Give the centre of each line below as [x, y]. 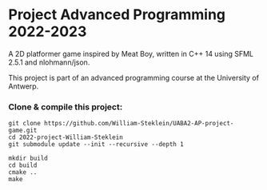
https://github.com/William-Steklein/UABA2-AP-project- [139, 124]
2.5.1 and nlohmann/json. [49, 62]
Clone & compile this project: [66, 107]
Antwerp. [24, 86]
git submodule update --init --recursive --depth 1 [96, 144]
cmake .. [23, 172]
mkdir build [28, 158]
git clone [25, 124]
